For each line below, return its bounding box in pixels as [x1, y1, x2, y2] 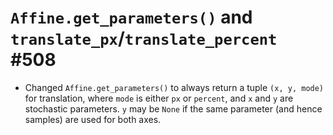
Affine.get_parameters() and [10, 6, 253, 29]
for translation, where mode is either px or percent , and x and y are [24, 92, 294, 104]
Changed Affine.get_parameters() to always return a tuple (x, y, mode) [24, 81, 325, 93]
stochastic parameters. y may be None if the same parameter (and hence [24, 102, 323, 115]
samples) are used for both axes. [24, 113, 162, 125]
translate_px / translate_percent [10, 27, 278, 50]
